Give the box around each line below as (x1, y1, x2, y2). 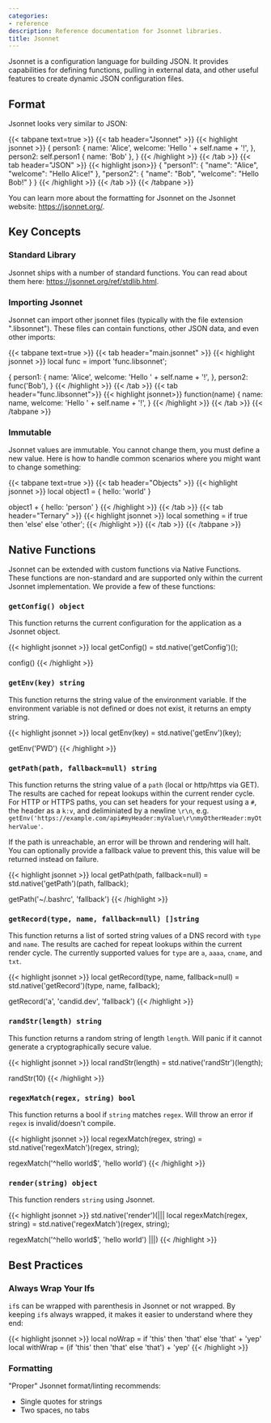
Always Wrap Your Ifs (8, 1282, 95, 1293)
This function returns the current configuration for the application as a (8, 618, 242, 628)
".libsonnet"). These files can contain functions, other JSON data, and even (8, 324, 259, 333)
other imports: (8, 333, 56, 342)
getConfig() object (8, 602, 85, 611)
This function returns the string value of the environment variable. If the (8, 695, 247, 704)
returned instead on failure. (8, 855, 100, 864)
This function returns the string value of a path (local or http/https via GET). (8, 780, 260, 790)
